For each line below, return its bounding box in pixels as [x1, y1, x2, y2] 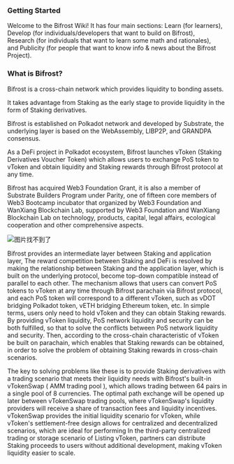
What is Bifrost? [7, 69, 63, 78]
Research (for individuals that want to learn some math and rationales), [7, 36, 212, 45]
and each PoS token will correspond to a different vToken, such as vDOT [7, 293, 217, 302]
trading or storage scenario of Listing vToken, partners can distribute [7, 433, 206, 442]
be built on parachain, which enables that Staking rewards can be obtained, [7, 338, 225, 346]
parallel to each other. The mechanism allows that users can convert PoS [7, 279, 218, 287]
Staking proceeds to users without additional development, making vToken [7, 441, 222, 449]
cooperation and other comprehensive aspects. [7, 220, 144, 229]
